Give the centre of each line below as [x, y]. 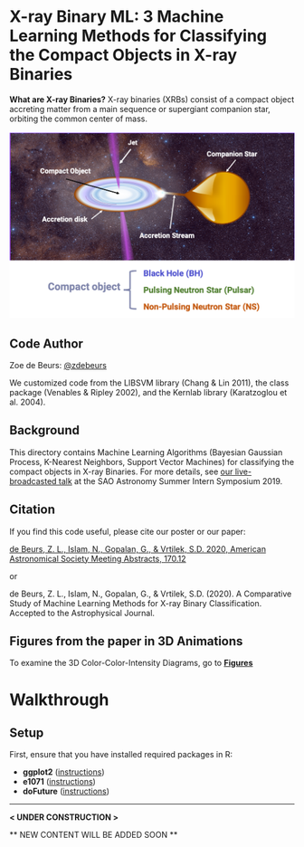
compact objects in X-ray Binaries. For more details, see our [121, 471]
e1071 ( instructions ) [59, 782]
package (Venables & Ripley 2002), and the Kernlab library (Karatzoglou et [148, 392]
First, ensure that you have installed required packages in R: [121, 755]
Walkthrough [59, 699]
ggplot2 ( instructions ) [64, 772]
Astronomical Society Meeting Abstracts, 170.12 [98, 558]
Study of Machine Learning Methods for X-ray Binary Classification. [136, 603]
